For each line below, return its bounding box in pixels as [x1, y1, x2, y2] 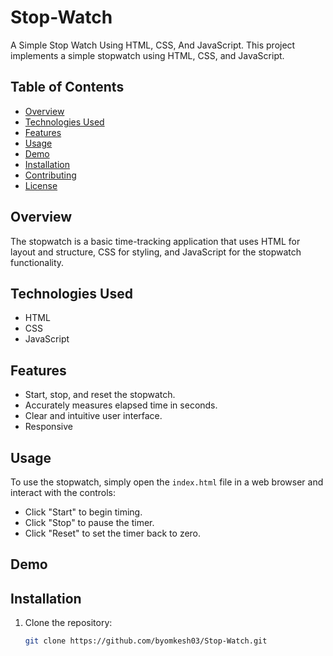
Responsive [24, 421, 73, 433]
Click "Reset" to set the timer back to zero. [24, 527, 202, 539]
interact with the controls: [10, 487, 117, 498]
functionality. [10, 256, 65, 268]
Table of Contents [10, 79, 125, 96]
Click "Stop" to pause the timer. [24, 517, 155, 528]
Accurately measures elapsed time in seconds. [24, 399, 218, 411]
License [24, 179, 58, 191]
